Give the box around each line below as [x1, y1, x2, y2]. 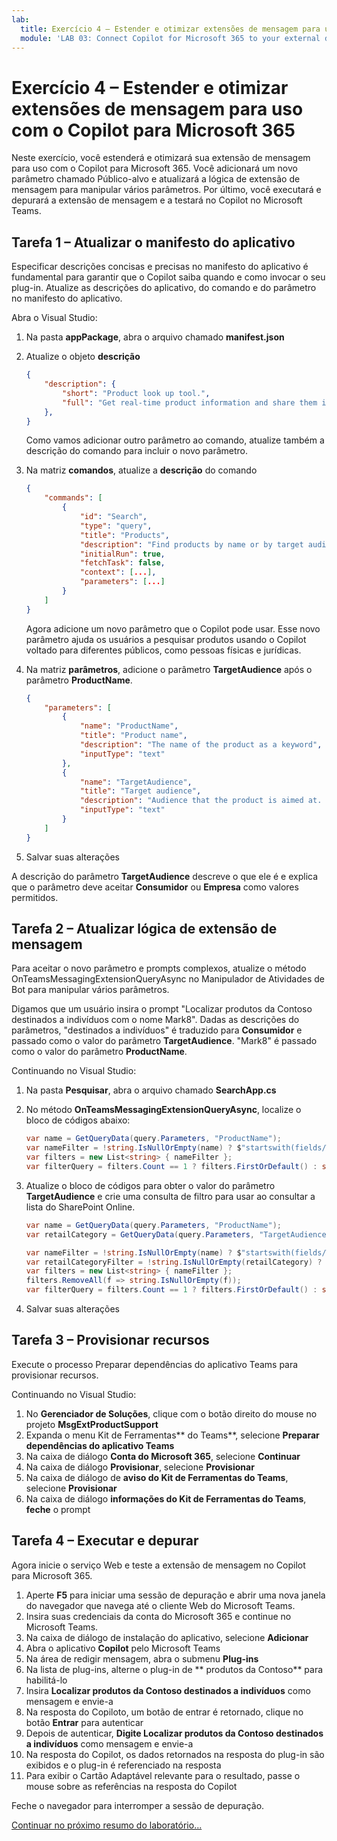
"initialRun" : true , [79, 549, 166, 559]
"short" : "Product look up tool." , [62, 388, 211, 398]
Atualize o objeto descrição [25, 351, 141, 363]
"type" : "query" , [79, 521, 153, 531]
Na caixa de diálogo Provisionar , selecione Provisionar [25, 1461, 255, 1473]
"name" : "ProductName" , [79, 721, 179, 731]
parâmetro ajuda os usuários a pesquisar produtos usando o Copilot [25, 633, 307, 645]
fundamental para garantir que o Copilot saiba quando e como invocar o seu [11, 271, 326, 283]
